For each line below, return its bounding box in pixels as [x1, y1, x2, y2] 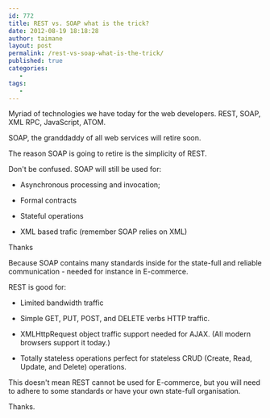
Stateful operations [19, 211, 84, 221]
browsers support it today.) [19, 338, 110, 348]
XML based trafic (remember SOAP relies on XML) [19, 227, 188, 236]
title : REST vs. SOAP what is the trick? [8, 19, 150, 27]
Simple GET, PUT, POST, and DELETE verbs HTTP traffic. [19, 314, 210, 324]
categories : [8, 65, 48, 73]
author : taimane [8, 34, 63, 43]
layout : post [8, 42, 52, 50]
